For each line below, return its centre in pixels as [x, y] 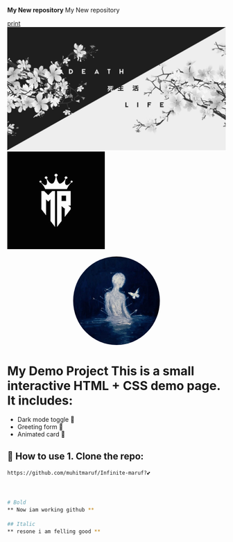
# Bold [17, 502]
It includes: [40, 400]
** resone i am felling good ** [54, 532]
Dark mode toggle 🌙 [46, 420]
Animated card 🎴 [41, 434]
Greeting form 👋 [40, 427]
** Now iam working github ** [51, 509]
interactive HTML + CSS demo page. [114, 386]
